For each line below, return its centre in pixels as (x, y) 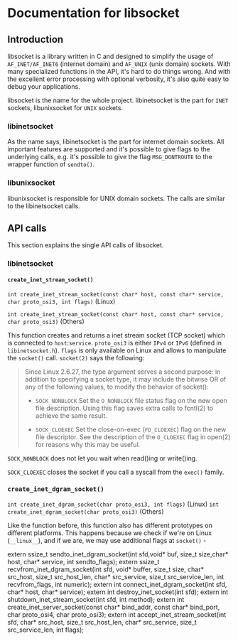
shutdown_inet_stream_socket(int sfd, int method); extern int (96, 599)
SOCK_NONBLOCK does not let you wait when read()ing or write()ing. (102, 458)
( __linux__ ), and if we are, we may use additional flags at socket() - (107, 540)
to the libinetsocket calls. (44, 206)
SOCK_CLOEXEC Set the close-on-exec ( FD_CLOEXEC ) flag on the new (131, 429)
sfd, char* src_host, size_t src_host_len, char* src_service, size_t (102, 622)
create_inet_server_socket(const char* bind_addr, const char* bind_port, (114, 607)
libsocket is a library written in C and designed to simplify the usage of (110, 56)
